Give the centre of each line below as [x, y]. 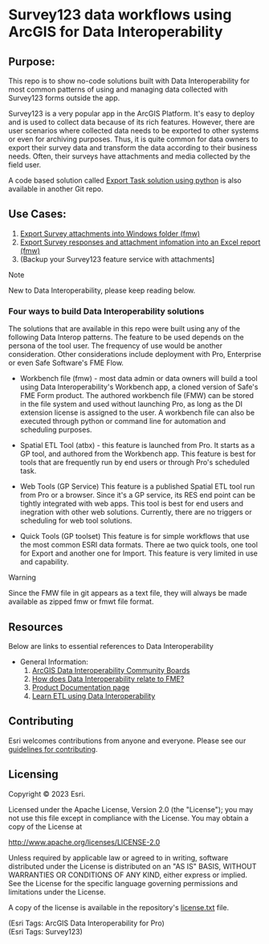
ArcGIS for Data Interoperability [116, 32]
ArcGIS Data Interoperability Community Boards [111, 670]
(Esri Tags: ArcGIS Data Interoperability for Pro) [86, 923]
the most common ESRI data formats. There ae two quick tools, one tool [139, 545]
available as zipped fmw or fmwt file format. [81, 601]
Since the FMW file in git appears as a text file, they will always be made [128, 593]
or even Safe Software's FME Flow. [66, 363]
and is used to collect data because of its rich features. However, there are [132, 122]
